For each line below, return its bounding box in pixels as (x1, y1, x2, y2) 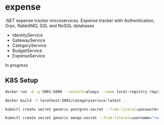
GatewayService (12, 37, 45, 43)
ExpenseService (12, 53, 45, 58)
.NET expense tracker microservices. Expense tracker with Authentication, (5, 18, 155, 23)
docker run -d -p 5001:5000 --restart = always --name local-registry (5, 89, 147, 94)
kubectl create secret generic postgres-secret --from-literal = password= (5, 107, 159, 112)
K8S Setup (5, 76, 38, 85)
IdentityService (12, 32, 43, 38)
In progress (5, 62, 28, 68)
